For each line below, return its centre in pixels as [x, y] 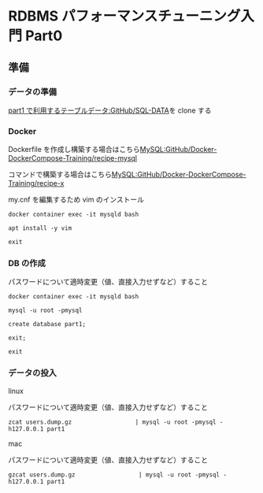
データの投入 [33, 373]
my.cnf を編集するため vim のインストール [76, 200]
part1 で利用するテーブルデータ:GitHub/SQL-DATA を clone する [110, 110]
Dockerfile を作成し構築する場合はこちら [74, 150]
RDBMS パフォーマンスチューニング [124, 16]
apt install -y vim [40, 228]
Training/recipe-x [36, 183]
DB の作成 [27, 263]
